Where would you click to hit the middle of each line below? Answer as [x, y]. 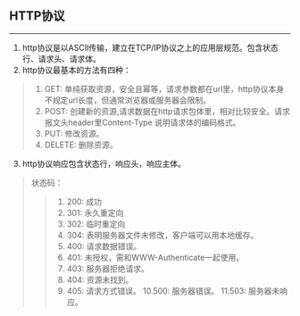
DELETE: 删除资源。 [81, 145]
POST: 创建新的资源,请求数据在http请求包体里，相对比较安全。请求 [167, 111]
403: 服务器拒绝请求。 [108, 268]
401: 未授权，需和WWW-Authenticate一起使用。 [155, 257]
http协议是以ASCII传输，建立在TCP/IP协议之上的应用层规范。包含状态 [150, 47]
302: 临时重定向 [96, 224]
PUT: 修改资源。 [74, 133]
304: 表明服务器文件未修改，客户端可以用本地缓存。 [162, 235]
